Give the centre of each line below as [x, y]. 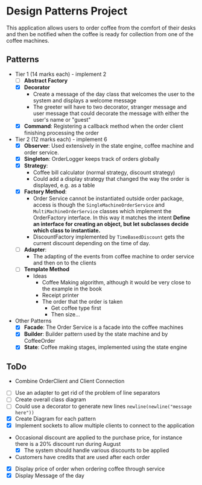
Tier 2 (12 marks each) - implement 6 [61, 139]
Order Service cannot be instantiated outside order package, [108, 199]
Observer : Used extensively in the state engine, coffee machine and [109, 145]
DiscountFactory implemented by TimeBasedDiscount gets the [109, 237]
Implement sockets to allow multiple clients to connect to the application [105, 425]
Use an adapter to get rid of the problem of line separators [88, 393]
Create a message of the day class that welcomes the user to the [114, 94]
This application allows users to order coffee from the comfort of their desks [101, 28]
